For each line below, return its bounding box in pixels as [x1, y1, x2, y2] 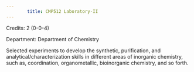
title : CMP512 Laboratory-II [27, 8, 98, 15]
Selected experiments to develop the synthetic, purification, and [6, 47, 161, 54]
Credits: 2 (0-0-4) [6, 24, 50, 31]
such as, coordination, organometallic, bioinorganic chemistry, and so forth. [6, 59, 189, 66]
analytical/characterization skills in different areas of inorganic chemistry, [6, 53, 183, 60]
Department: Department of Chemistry [6, 35, 100, 42]
